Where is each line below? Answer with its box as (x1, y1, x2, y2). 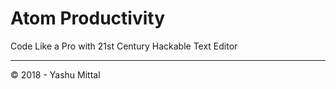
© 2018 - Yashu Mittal (10, 68, 101, 81)
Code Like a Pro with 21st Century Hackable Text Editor (10, 40, 238, 52)
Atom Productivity (10, 7, 166, 30)
